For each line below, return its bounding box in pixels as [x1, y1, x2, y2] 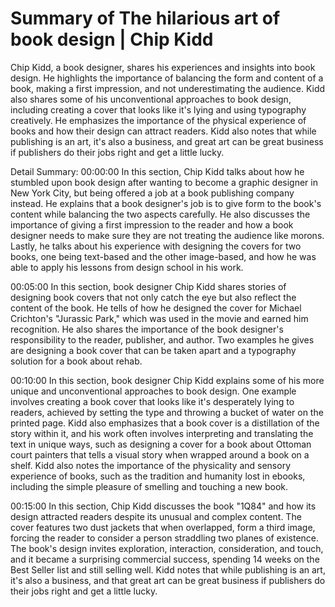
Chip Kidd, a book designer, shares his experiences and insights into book [10, 61, 316, 73]
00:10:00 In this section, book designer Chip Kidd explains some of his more [10, 374, 325, 386]
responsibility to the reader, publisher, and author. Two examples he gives [10, 333, 315, 346]
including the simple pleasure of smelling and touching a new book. [10, 480, 289, 492]
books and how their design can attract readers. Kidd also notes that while [10, 125, 317, 137]
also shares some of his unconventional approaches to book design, [10, 93, 292, 105]
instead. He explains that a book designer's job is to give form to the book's [10, 197, 322, 209]
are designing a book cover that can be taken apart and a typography [10, 344, 297, 356]
